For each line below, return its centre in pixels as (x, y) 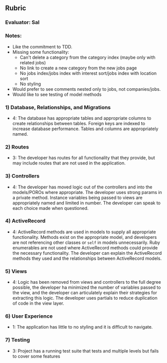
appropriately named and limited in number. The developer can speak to (86, 203)
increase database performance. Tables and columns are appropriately (85, 129)
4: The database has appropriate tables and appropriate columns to (82, 118)
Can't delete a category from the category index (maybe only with (87, 57)
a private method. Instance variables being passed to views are (78, 197)
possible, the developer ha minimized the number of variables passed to (86, 287)
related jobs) (33, 62)
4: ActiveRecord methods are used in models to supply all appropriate (84, 232)
